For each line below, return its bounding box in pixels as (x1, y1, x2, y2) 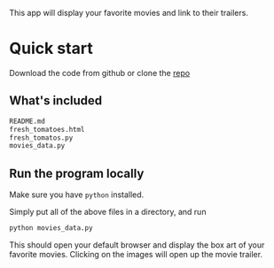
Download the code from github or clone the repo (9, 67, 191, 78)
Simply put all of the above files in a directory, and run (9, 207, 207, 218)
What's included (9, 93, 103, 109)
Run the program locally (9, 165, 145, 180)
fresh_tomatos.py (9, 133, 74, 142)
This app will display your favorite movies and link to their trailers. (9, 8, 248, 18)
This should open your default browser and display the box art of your (9, 239, 265, 250)
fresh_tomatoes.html (9, 125, 86, 134)
